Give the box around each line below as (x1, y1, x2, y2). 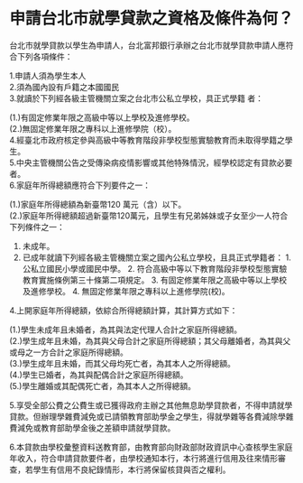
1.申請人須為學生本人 (9, 70, 87, 81)
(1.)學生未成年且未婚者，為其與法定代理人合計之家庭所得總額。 (9, 324, 242, 335)
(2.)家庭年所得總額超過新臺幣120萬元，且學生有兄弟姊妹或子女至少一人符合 (9, 209, 289, 221)
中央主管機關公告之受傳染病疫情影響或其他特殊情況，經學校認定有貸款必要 (15, 157, 293, 168)
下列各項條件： (16, 51, 73, 61)
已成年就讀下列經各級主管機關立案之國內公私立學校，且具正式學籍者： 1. (22, 252, 291, 263)
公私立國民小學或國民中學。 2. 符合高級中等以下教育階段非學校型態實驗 (22, 263, 288, 274)
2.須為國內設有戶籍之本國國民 (9, 81, 120, 92)
